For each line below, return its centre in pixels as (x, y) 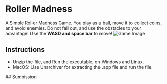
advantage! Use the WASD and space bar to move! (59, 33)
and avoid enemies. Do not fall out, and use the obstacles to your (73, 28)
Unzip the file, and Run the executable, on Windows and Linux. (78, 62)
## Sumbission (21, 77)
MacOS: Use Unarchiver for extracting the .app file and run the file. (83, 67)
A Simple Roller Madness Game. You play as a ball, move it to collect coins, (84, 23)
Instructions (25, 49)
